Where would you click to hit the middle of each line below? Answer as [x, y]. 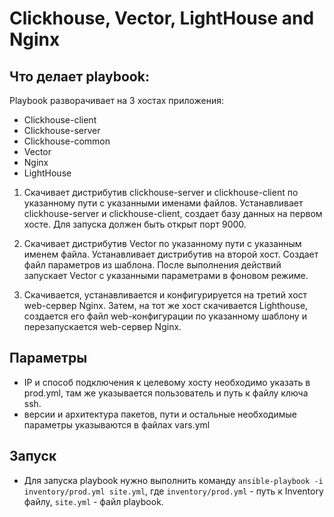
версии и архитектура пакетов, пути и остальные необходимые [160, 414]
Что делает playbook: [79, 76]
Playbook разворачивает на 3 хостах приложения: [117, 100]
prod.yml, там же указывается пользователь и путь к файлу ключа [166, 393]
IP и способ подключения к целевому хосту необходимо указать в [167, 382]
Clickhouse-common [67, 141]
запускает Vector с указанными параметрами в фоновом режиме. [166, 275]
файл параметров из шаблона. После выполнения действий [152, 265]
